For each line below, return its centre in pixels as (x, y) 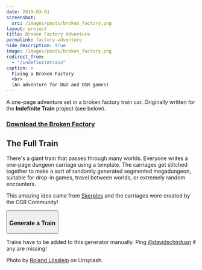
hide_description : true (36, 46)
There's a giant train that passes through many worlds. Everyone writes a (97, 158)
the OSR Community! (32, 202)
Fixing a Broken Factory (43, 74)
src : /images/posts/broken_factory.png (62, 23)
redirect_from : (25, 57)
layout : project (27, 29)
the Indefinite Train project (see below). (56, 108)
